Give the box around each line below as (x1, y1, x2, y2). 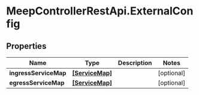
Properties (6, 41, 47, 51)
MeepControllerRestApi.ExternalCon (6, 4, 194, 18)
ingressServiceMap (9, 69, 67, 77)
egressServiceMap (9, 79, 65, 87)
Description (117, 59, 152, 67)
